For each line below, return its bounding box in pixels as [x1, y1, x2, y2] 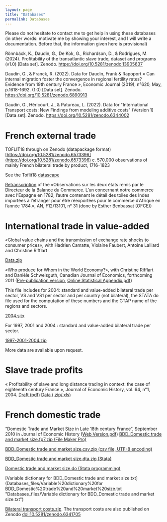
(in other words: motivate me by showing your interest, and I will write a [5, 35, 152, 41]
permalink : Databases [5, 16, 50, 21]
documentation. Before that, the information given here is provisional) [5, 41, 148, 47]
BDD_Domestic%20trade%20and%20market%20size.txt [5, 486, 122, 492]
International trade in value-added [5, 220, 150, 232]
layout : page [5, 7, 32, 12]
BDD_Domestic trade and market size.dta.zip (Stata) [5, 456, 112, 462]
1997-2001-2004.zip [5, 338, 47, 344]
